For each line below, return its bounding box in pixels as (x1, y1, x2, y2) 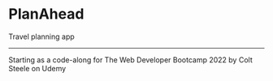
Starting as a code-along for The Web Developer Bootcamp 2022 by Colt (8, 54, 253, 65)
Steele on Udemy (8, 63, 67, 73)
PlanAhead (8, 5, 84, 23)
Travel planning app (8, 32, 75, 41)
